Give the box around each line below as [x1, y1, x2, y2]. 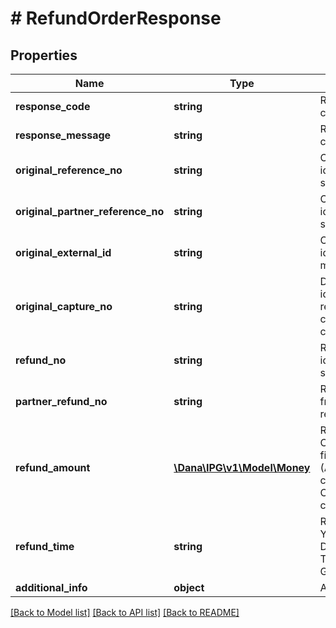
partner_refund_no [15, 395, 108, 408]
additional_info [15, 581, 88, 594]
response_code [15, 100, 91, 113]
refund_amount [15, 461, 91, 474]
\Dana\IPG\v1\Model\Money [173, 461, 311, 474]
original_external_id [15, 246, 112, 259]
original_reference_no [15, 163, 123, 177]
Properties [10, 47, 78, 64]
